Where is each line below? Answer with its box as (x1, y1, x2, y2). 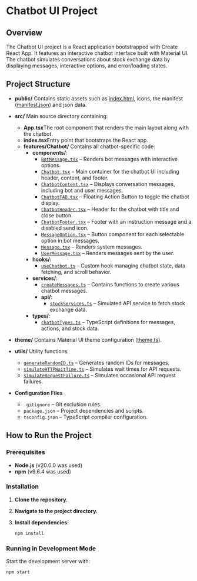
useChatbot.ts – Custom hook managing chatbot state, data (41, 262, 186, 269)
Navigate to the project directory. (14, 507, 98, 514)
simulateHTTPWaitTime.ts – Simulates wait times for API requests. (23, 365, 182, 373)
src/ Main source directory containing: (14, 112, 108, 119)
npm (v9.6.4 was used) (14, 468, 72, 475)
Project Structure (6, 79, 71, 89)
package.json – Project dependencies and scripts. (23, 407, 144, 414)
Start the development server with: (6, 557, 90, 564)
